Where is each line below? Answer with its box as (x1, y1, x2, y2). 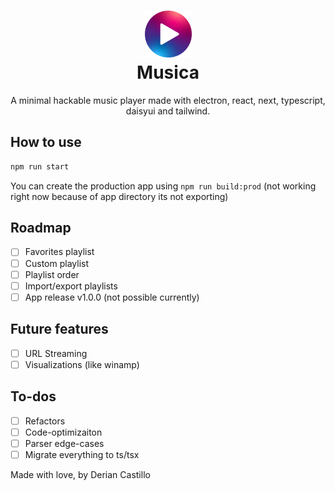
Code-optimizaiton (24, 426, 103, 438)
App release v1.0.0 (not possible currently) (24, 291, 200, 303)
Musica (136, 61, 200, 84)
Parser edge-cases (24, 437, 105, 449)
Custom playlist (24, 257, 90, 269)
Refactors (24, 415, 66, 427)
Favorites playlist (24, 246, 95, 258)
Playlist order (24, 268, 80, 280)
